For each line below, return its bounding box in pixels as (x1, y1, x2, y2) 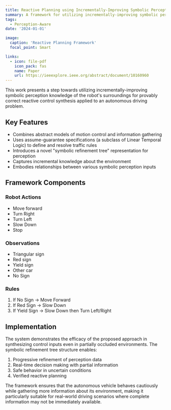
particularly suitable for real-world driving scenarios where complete (5, 393, 150, 399)
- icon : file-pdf (10, 59, 47, 64)
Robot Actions (5, 194, 42, 201)
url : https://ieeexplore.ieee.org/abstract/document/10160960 (14, 73, 149, 78)
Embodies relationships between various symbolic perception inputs (12, 164, 156, 170)
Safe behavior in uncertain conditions (12, 367, 92, 373)
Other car (12, 267, 33, 273)
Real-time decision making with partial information (12, 362, 119, 368)
